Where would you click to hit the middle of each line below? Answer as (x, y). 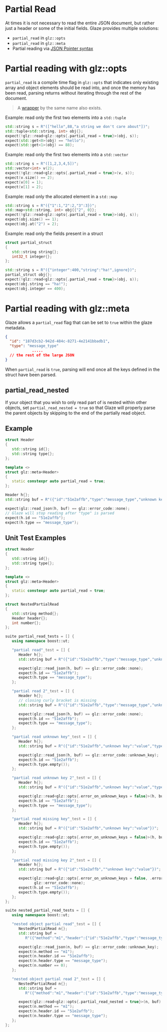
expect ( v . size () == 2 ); (30, 178)
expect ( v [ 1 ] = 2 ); (24, 187)
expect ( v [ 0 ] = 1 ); (24, 182)
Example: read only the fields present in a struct (54, 233)
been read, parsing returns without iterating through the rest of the (73, 93)
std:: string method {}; (35, 614)
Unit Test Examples (36, 538)
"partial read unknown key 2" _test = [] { (56, 778)
